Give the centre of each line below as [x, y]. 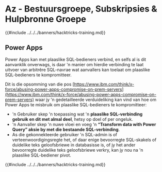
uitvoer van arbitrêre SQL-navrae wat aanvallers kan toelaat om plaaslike [78, 70]
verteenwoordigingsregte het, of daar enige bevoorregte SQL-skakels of [84, 140]
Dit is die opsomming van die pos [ [40, 84]
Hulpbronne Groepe [46, 19]
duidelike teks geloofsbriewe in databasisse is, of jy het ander [74, 145]
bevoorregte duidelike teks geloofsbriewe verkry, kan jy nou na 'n [78, 150]
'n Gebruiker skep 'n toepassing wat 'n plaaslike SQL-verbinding [77, 114]
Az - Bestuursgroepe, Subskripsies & [81, 9]
